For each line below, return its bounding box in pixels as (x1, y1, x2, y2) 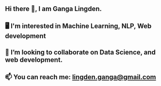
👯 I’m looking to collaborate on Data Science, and (5, 48, 156, 57)
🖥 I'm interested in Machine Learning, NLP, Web (5, 22, 152, 30)
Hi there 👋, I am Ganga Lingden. (5, 5, 102, 13)
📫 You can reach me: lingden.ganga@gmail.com (5, 73, 156, 81)
